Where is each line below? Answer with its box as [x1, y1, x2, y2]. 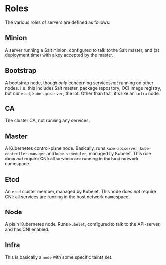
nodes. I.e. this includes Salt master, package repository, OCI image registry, [5, 85, 162, 91]
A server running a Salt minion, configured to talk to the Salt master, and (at [5, 47, 160, 53]
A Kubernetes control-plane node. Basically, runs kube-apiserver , [5, 145, 139, 151]
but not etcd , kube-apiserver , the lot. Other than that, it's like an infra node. [5, 90, 160, 96]
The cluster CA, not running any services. [5, 117, 90, 124]
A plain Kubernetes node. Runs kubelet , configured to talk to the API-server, [5, 221, 161, 227]
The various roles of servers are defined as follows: [5, 19, 111, 25]
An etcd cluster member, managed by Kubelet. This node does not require [5, 189, 156, 194]
